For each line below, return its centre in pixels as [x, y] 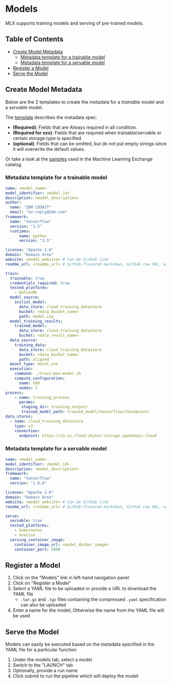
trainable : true [27, 278]
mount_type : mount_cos [34, 364]
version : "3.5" [35, 241]
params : [27, 402]
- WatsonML [26, 293]
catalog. [14, 164]
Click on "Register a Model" [42, 583]
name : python [33, 236]
